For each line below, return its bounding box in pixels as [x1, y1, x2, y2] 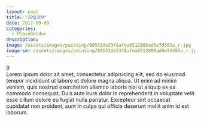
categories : [6, 25, 36, 32]
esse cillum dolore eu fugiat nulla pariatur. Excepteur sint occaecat [6, 96, 170, 103]
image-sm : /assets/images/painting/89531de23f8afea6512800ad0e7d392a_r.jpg [6, 48, 199, 54]
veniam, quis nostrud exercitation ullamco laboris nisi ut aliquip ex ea [6, 83, 176, 90]
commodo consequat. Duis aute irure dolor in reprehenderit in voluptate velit [6, 89, 194, 96]
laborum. [6, 108, 29, 116]
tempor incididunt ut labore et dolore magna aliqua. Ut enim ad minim [6, 77, 177, 84]
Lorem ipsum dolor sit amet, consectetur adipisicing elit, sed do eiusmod [6, 70, 185, 78]
